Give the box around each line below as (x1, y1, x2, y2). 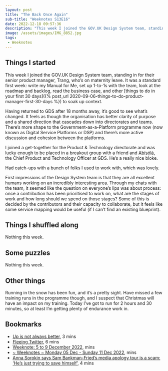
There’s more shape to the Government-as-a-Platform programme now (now (5, 124, 163, 130)
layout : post (5, 7, 32, 13)
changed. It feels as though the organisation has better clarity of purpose (5, 113, 156, 119)
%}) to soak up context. (53, 98, 102, 104)
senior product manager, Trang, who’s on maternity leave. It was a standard (5, 77, 161, 83)
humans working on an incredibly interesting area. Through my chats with (5, 180, 157, 186)
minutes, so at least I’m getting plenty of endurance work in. (5, 306, 129, 311)
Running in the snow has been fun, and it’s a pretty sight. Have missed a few (5, 290, 162, 295)
